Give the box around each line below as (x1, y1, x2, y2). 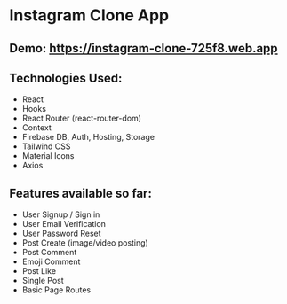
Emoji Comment (21, 256, 81, 267)
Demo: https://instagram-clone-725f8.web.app (9, 41, 278, 56)
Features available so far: (9, 185, 153, 200)
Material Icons (21, 151, 75, 161)
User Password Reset (21, 228, 101, 239)
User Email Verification (21, 219, 107, 230)
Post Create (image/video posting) (21, 238, 148, 248)
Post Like (21, 266, 56, 277)
